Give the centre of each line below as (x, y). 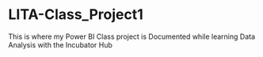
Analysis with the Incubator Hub (61, 44)
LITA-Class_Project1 (76, 15)
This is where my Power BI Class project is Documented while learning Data (132, 36)
